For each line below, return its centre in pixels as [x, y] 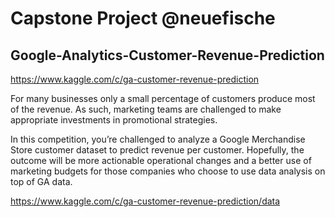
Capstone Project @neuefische [143, 18]
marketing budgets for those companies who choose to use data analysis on [168, 171]
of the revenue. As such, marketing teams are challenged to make [146, 109]
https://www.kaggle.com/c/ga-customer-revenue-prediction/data [145, 201]
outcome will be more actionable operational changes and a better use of [161, 160]
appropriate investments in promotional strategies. [114, 120]
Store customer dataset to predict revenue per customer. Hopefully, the [157, 150]
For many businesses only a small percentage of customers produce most [163, 98]
